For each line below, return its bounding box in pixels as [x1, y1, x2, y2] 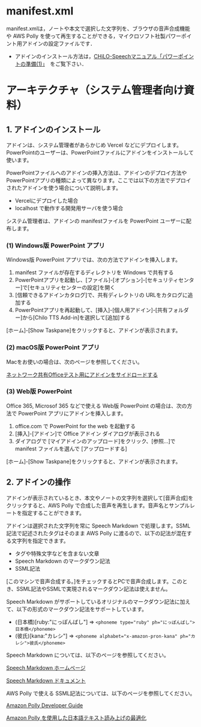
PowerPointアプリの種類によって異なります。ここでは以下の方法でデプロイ [6, 176, 191, 184]
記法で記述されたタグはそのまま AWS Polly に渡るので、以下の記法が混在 [6, 529, 187, 536]
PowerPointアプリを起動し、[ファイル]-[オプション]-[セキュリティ [14, 277, 179, 284]
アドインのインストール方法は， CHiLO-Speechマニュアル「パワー [14, 52, 178, 60]
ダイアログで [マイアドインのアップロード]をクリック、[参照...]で [14, 437, 176, 444]
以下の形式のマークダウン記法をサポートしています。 [16, 606, 147, 613]
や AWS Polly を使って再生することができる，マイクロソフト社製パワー [6, 32, 182, 40]
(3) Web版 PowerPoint [6, 387, 72, 396]
